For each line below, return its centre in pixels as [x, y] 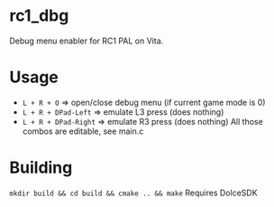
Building [41, 168]
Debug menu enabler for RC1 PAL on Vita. [87, 41]
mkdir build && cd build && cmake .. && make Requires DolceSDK [134, 193]
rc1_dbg [39, 16]
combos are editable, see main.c [83, 131]
